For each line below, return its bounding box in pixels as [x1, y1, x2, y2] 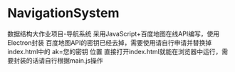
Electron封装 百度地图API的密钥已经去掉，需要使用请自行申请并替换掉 [7, 38, 212, 47]
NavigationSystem [7, 5, 120, 21]
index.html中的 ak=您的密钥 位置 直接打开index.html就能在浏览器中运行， [7, 47, 222, 56]
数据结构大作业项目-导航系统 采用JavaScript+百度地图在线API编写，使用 [7, 29, 219, 38]
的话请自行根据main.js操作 [26, 56, 103, 65]
